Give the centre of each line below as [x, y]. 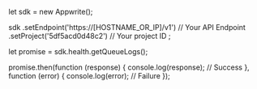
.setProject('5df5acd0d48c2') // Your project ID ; [90, 36]
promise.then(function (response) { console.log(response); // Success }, [129, 67]
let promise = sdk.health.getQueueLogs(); [78, 51]
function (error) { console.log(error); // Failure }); [89, 76]
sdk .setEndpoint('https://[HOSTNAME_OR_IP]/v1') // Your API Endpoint [127, 27]
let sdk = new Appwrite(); [51, 12]
